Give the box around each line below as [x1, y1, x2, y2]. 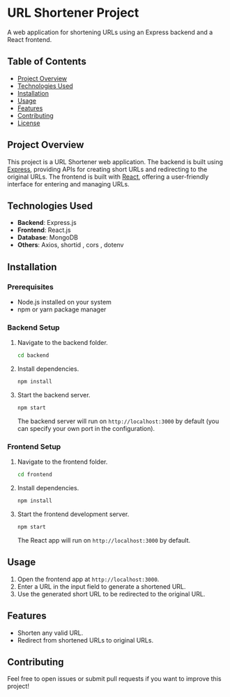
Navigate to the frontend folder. [17, 457, 108, 466]
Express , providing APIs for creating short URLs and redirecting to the [7, 165, 208, 173]
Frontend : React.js [17, 226, 71, 235]
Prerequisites [7, 281, 54, 291]
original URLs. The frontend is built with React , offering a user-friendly [7, 173, 209, 181]
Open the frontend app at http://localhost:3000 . [17, 575, 160, 583]
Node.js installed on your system [17, 298, 112, 307]
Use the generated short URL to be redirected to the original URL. [17, 589, 206, 598]
